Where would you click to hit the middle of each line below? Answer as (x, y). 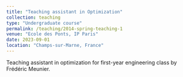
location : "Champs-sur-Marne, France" (55, 46)
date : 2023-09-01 (28, 40)
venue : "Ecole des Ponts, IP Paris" (52, 34)
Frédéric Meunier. (28, 69)
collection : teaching (34, 17)
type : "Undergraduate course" (44, 23)
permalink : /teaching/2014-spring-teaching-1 (64, 29)
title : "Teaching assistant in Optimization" (64, 12)
